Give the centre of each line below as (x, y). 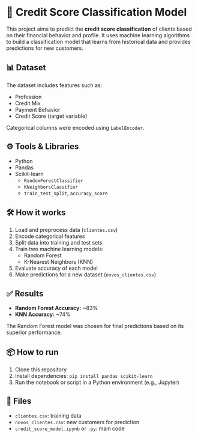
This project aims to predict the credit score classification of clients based (99, 29)
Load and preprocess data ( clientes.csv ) (66, 230)
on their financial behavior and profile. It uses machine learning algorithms (98, 35)
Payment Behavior (37, 109)
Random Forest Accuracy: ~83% (56, 308)
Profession (28, 97)
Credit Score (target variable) (51, 116)
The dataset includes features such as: (54, 85)
